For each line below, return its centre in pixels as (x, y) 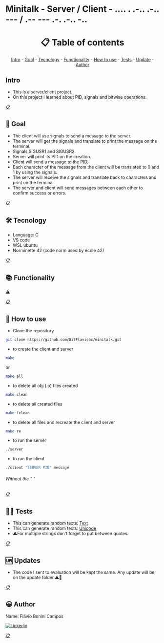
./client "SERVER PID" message (37, 468)
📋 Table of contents (82, 43)
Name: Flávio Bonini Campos (35, 616)
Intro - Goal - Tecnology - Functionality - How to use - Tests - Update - (82, 60)
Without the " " (20, 479)
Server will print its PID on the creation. (52, 156)
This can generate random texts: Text (50, 523)
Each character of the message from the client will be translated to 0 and (86, 167)
